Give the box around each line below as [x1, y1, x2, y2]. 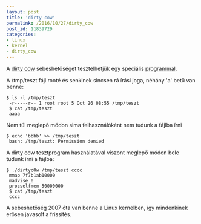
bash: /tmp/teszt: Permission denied [8, 138, 104, 144]
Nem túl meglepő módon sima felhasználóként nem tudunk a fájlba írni [6, 121, 182, 128]
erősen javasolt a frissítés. [6, 210, 71, 218]
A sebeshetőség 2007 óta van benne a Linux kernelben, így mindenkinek [6, 204, 188, 211]
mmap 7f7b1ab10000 [8, 172, 56, 179]
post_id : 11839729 [6, 25, 53, 32]
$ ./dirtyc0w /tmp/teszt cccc [6, 167, 83, 173]
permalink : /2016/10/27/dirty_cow [6, 20, 94, 26]
